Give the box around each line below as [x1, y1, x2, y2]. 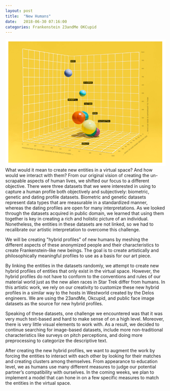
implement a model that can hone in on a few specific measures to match [5, 375, 159, 381]
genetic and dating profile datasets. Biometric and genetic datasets [5, 194, 147, 200]
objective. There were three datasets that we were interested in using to [5, 183, 156, 189]
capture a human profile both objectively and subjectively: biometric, [5, 189, 150, 195]
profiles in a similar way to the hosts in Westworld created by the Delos [5, 290, 154, 296]
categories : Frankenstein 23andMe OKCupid [5, 25, 97, 30]
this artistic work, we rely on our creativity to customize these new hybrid [5, 284, 159, 290]
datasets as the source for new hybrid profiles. [5, 301, 103, 307]
